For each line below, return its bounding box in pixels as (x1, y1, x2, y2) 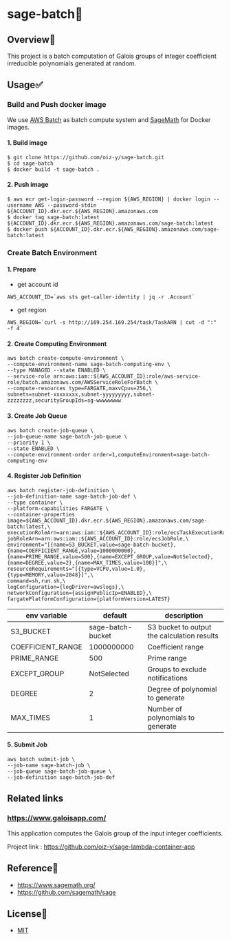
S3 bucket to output (147, 622, 212, 631)
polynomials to (147, 713, 195, 722)
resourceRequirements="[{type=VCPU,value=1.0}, (7, 565, 146, 572)
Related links (7, 793, 64, 805)
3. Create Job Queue (7, 412, 67, 420)
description (164, 610, 203, 620)
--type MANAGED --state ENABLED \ (7, 367, 107, 374)
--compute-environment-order (7, 451, 91, 458)
